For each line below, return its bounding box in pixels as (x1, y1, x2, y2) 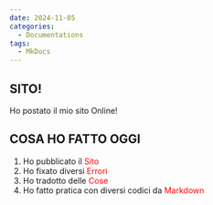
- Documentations (17, 30, 84, 39)
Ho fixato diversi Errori (22, 165, 108, 176)
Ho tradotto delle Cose (22, 175, 109, 186)
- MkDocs (17, 47, 51, 56)
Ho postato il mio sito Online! (9, 105, 118, 116)
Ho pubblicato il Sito (22, 156, 100, 167)
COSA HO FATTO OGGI (9, 131, 141, 147)
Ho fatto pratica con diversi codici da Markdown (22, 184, 205, 196)
